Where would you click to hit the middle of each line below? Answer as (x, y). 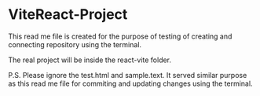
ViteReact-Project (68, 15)
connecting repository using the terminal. (75, 44)
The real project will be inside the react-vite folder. (90, 60)
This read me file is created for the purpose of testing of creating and (120, 36)
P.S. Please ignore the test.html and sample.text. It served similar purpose (128, 75)
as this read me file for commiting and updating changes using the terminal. (130, 83)
